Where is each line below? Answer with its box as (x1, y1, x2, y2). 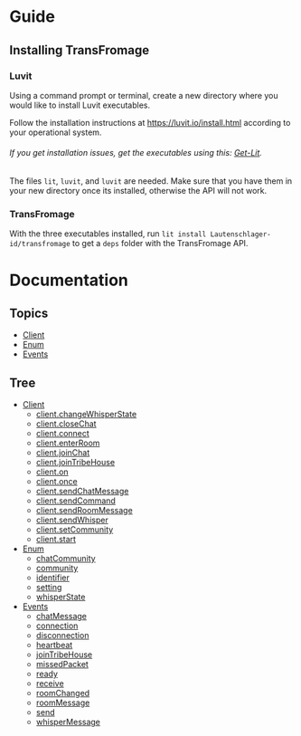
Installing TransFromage (9, 43, 150, 58)
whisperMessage (35, 717, 101, 728)
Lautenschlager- (210, 230, 271, 239)
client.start (35, 534, 77, 545)
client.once (35, 476, 79, 487)
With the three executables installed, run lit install (9, 228, 207, 239)
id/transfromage (9, 240, 71, 249)
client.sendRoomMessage (35, 505, 133, 516)
